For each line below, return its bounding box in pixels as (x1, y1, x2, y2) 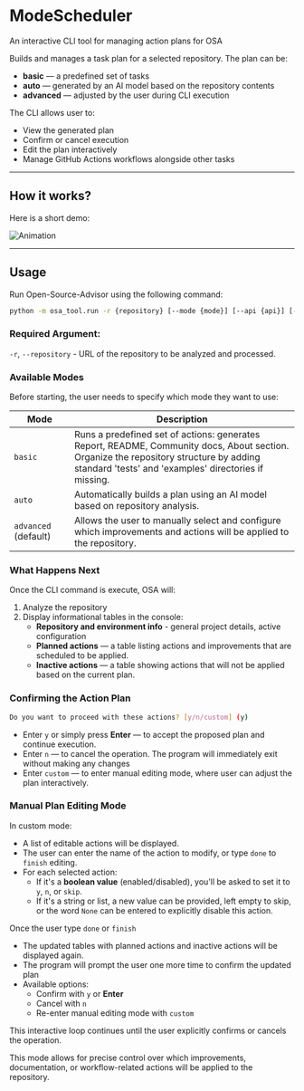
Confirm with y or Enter (35, 988, 124, 999)
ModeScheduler (9, 5, 133, 26)
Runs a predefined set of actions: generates (73, 428, 261, 441)
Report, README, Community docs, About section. (73, 440, 290, 453)
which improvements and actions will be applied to (73, 526, 290, 539)
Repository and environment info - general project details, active (35, 621, 281, 632)
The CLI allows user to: (9, 107, 95, 118)
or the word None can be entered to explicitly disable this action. (35, 904, 273, 915)
